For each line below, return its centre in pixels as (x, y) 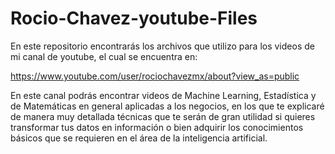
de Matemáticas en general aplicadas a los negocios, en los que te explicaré (167, 106)
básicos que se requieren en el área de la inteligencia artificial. (139, 138)
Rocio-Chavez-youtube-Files (134, 18)
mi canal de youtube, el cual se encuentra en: (104, 56)
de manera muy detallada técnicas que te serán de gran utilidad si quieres (163, 116)
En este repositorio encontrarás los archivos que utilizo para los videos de (162, 46)
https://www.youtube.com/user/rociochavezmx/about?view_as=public (155, 76)
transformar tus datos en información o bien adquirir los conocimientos (157, 127)
